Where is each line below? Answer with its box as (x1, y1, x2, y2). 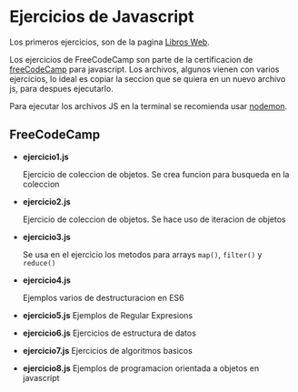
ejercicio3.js (22, 231, 71, 242)
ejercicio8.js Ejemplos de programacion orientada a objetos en (22, 362, 260, 374)
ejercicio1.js (22, 151, 70, 162)
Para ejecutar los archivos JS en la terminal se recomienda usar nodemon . (9, 100, 288, 111)
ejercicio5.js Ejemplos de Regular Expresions (22, 309, 194, 320)
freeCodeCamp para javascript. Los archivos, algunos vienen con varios (9, 64, 280, 75)
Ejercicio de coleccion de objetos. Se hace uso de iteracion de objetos (22, 214, 286, 225)
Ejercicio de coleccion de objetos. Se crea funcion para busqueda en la (22, 168, 290, 179)
